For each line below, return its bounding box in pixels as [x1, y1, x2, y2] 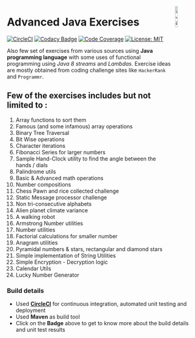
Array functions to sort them [15, 116, 87, 123]
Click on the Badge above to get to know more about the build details [15, 320, 189, 327]
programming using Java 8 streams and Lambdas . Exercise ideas [7, 60, 171, 67]
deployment [15, 307, 46, 314]
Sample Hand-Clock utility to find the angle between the [15, 155, 156, 162]
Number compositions [15, 181, 71, 188]
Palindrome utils [15, 168, 56, 175]
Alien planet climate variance [15, 207, 88, 214]
